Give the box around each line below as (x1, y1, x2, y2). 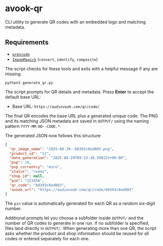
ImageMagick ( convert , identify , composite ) (12, 56, 98, 62)
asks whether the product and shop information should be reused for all (5, 230, 149, 236)
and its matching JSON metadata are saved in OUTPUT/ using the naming (5, 118, 149, 124)
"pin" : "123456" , (9, 178, 45, 183)
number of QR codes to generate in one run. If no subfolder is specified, (5, 220, 149, 226)
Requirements (5, 38, 49, 47)
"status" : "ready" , (9, 169, 49, 174)
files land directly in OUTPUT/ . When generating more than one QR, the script (5, 226, 157, 231)
